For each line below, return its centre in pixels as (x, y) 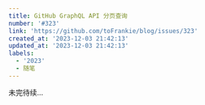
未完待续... (26, 92)
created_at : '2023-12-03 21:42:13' (69, 38)
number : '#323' (34, 23)
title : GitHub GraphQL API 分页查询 (68, 16)
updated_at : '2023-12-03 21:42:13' (69, 46)
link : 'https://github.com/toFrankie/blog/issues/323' (103, 31)
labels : (22, 53)
